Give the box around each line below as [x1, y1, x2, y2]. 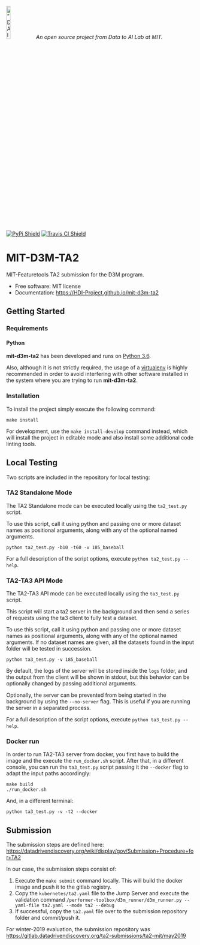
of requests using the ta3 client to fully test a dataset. [6, 615, 138, 622]
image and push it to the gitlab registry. [14, 883, 112, 890]
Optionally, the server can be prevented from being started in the [6, 691, 166, 699]
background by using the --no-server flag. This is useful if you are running [6, 698, 190, 705]
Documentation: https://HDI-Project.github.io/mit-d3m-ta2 [14, 288, 159, 296]
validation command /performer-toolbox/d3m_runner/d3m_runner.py [14, 896, 182, 904]
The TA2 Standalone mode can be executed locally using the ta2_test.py [6, 502, 187, 509]
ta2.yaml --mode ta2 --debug [41, 902, 115, 908]
